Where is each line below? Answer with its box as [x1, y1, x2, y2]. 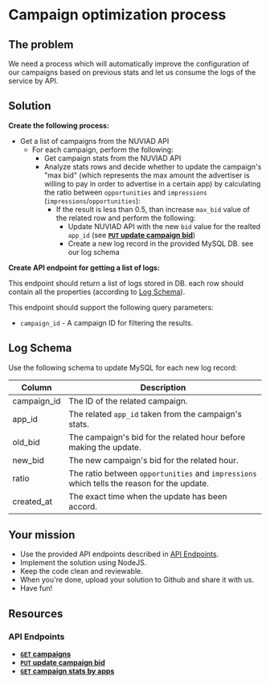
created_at [12, 496, 53, 507]
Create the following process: [8, 121, 110, 130]
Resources [8, 607, 63, 621]
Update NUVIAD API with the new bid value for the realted [67, 221, 261, 231]
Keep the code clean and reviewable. [19, 567, 143, 576]
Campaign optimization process [8, 6, 227, 24]
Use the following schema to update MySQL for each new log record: [8, 362, 238, 372]
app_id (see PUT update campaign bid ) [67, 230, 196, 240]
